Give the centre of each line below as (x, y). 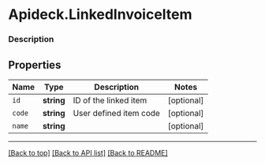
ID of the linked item (110, 100)
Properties (35, 65)
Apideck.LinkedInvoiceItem (100, 15)
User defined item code (116, 113)
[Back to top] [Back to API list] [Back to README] (88, 152)
